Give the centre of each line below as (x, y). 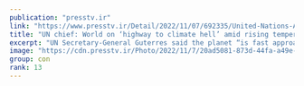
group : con (30, 59)
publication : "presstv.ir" (60, 17)
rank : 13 (26, 68)
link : (19, 26)
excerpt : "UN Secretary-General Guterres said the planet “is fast (139, 43)
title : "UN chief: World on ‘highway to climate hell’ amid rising (139, 34)
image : (22, 51)
